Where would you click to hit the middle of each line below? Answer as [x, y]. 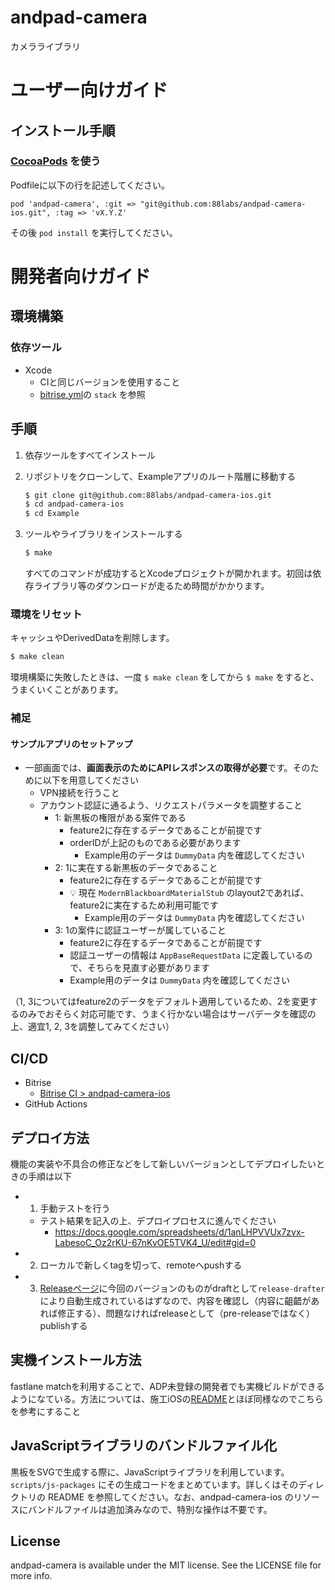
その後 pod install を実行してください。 [94, 232]
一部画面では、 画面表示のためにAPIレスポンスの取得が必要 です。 [158, 768]
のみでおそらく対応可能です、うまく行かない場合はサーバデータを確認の [167, 1014]
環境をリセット [46, 614]
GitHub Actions [56, 1104]
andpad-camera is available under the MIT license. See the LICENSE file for [166, 1565]
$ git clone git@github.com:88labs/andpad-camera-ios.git [148, 495]
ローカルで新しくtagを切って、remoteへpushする [141, 1265]
